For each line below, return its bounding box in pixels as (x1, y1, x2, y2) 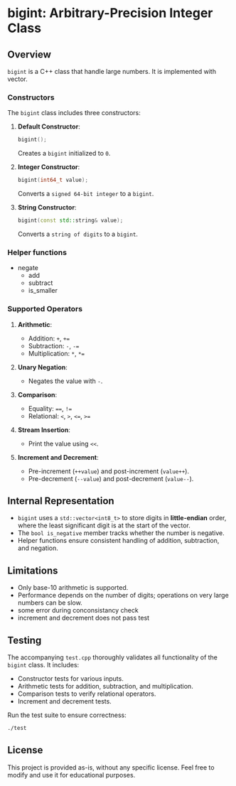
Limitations (7, 564, 58, 576)
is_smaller (28, 286, 58, 295)
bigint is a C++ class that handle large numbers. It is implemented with (7, 68, 217, 75)
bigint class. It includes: (7, 660, 80, 669)
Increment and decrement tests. (17, 696, 112, 705)
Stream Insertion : (17, 425, 71, 434)
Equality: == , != (28, 404, 73, 413)
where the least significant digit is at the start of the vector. (17, 521, 191, 530)
